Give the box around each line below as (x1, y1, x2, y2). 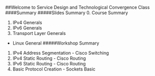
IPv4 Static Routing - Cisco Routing (12, 55, 86, 61)
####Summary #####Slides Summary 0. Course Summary (5, 10, 128, 16)
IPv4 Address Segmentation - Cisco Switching (12, 50, 110, 56)
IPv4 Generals (12, 20, 42, 25)
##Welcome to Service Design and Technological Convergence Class (5, 5, 150, 10)
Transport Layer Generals (12, 30, 66, 36)
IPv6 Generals (12, 25, 42, 31)
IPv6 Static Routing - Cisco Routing (12, 61, 86, 66)
